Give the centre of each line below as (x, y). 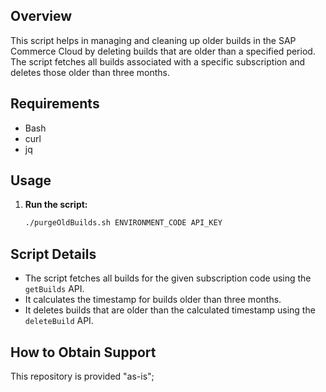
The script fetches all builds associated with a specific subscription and (158, 61)
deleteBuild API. (59, 321)
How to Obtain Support (83, 352)
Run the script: (56, 205)
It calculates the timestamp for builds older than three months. (153, 300)
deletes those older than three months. (90, 72)
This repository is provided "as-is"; (82, 376)
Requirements (55, 104)
